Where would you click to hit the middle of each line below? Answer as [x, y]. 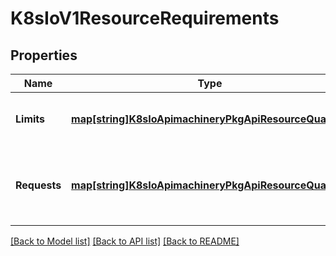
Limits [30, 119]
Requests [38, 185]
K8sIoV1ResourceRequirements [145, 18]
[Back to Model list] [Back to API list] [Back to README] [125, 241]
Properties [44, 55]
